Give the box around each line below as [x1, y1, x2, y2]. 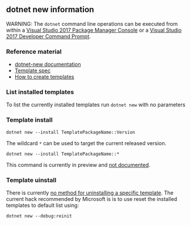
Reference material [6, 47, 62, 55]
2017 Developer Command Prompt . [6, 32, 91, 40]
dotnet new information [6, 5, 95, 15]
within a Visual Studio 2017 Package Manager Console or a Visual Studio [6, 26, 182, 33]
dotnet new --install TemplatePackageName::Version [6, 129, 135, 135]
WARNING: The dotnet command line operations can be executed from [6, 20, 178, 27]
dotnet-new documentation [14, 61, 81, 68]
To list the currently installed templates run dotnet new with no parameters [6, 101, 186, 108]
